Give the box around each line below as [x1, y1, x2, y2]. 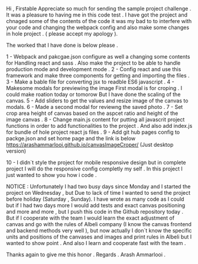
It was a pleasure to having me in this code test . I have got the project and [6, 11, 188, 18]
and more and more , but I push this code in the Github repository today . [6, 208, 184, 215]
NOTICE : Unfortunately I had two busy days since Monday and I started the [6, 183, 191, 190]
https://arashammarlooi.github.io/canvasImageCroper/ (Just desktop [6, 141, 174, 148]
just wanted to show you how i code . [6, 172, 97, 178]
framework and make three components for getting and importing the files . [6, 72, 190, 79]
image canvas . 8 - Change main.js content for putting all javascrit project [6, 116, 185, 123]
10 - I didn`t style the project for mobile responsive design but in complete [6, 159, 186, 166]
